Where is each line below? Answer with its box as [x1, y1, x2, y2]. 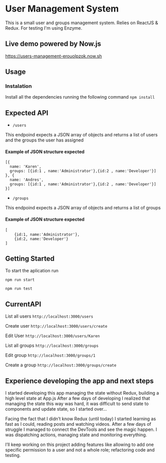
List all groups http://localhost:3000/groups [5, 343, 99, 349]
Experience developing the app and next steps [5, 376, 154, 385]
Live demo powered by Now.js [5, 40, 102, 48]
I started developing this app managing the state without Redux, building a [5, 390, 159, 396]
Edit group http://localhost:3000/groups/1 [5, 352, 96, 358]
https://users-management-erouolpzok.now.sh [5, 53, 102, 59]
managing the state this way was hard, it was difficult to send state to [5, 401, 149, 407]
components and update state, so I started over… [5, 406, 107, 412]
